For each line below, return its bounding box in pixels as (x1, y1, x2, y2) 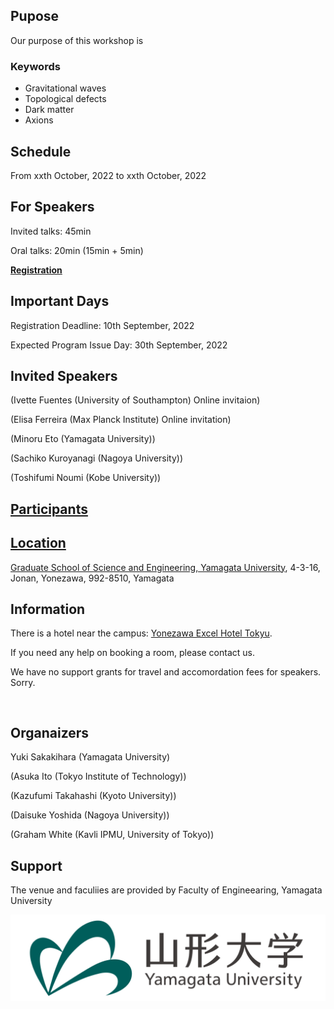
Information (10, 600, 86, 618)
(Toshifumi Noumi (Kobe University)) (10, 472, 162, 484)
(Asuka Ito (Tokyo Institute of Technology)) (10, 770, 187, 783)
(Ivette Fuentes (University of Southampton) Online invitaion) (10, 394, 261, 406)
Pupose (10, 8, 60, 25)
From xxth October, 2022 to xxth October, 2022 (10, 169, 207, 181)
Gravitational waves (24, 82, 107, 94)
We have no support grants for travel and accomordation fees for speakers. (10, 666, 322, 678)
